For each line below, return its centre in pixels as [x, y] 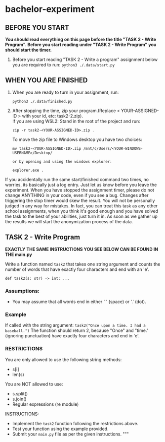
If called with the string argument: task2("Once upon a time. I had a [75, 325]
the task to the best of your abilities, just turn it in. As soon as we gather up [82, 216]
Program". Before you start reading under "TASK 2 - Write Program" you [81, 45]
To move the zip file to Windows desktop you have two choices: [77, 139]
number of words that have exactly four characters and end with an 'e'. [77, 269]
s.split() [20, 393]
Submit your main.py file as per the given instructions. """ [71, 434]
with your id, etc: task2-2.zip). [52, 116]
